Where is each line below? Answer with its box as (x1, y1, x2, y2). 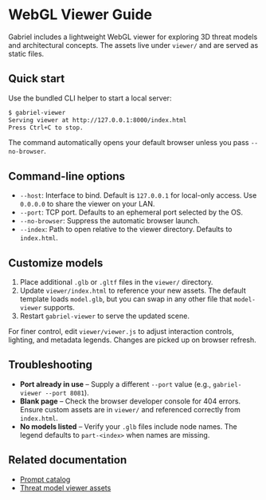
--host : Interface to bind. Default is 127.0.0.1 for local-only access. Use (19, 191, 257, 200)
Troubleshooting (8, 358, 93, 372)
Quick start (8, 72, 65, 85)
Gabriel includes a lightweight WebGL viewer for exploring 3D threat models (8, 32, 258, 41)
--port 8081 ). (45, 388, 89, 397)
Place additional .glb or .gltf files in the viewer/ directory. (19, 278, 213, 286)
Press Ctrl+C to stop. (8, 124, 84, 132)
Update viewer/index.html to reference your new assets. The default (19, 285, 246, 295)
